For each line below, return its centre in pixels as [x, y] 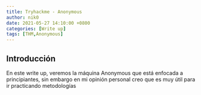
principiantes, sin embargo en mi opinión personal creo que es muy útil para [101, 79]
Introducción [31, 59]
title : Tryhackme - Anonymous [44, 12]
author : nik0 [23, 17]
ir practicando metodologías [41, 85]
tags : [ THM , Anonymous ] [35, 34]
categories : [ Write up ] [36, 29]
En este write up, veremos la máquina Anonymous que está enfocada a [95, 73]
